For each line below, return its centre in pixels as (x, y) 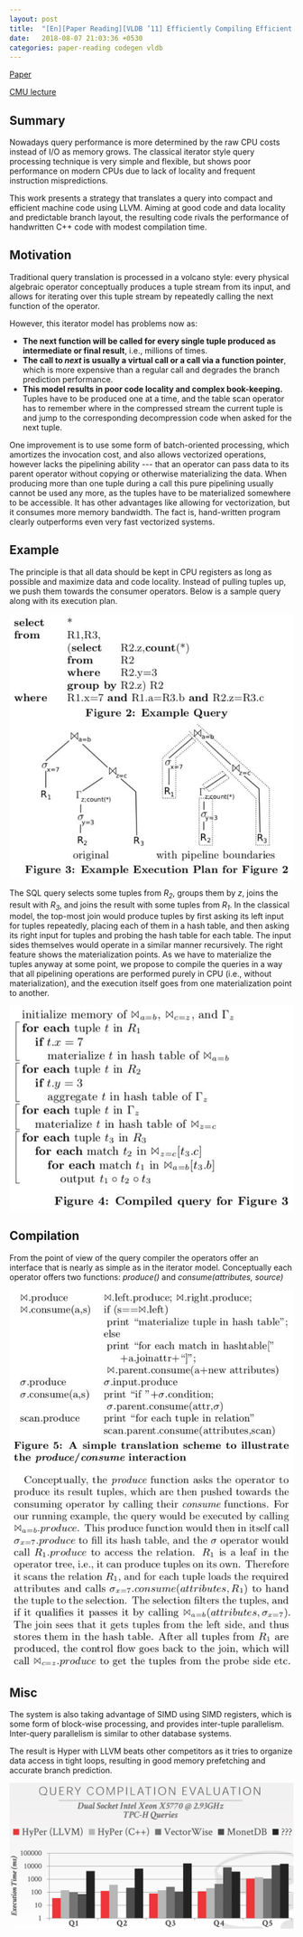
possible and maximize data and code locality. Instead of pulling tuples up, (148, 581)
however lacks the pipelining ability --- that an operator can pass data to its (150, 464)
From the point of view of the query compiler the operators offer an (134, 1257)
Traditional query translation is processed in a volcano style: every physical (149, 277)
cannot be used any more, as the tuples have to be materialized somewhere (150, 493)
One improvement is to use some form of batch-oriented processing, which (150, 445)
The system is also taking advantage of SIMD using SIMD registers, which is (151, 1715)
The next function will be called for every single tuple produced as (149, 341)
